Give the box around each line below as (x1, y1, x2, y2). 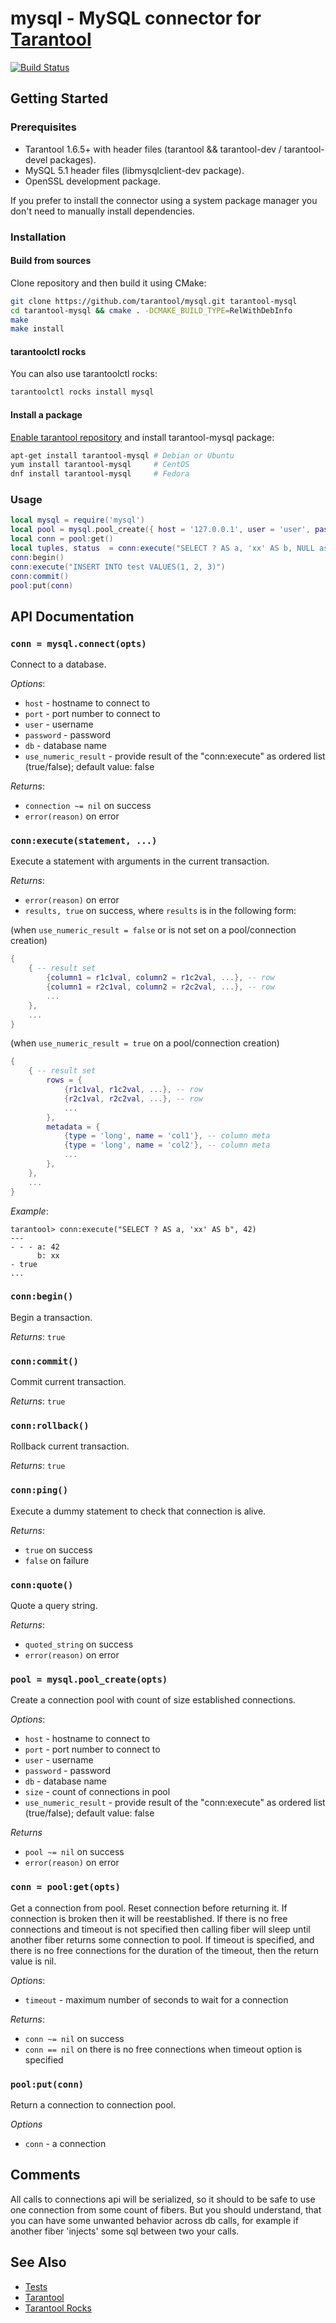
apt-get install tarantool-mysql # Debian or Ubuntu (10, 450, 235, 461)
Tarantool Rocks (24, 2302, 92, 2314)
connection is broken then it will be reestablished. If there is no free (10, 1912, 288, 1924)
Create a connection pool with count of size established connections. (10, 1694, 297, 1706)
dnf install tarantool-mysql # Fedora (10, 469, 190, 479)
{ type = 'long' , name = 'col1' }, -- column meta (63, 1131, 271, 1141)
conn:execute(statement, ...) (10, 835, 158, 847)
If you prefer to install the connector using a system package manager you (10, 194, 318, 206)
